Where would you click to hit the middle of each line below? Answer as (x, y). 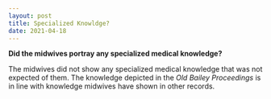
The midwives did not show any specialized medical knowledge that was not (135, 69)
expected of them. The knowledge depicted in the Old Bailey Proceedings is (135, 78)
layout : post (30, 16)
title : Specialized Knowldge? (59, 23)
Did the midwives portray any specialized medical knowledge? (115, 54)
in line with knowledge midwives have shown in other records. (112, 86)
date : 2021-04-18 (38, 31)
